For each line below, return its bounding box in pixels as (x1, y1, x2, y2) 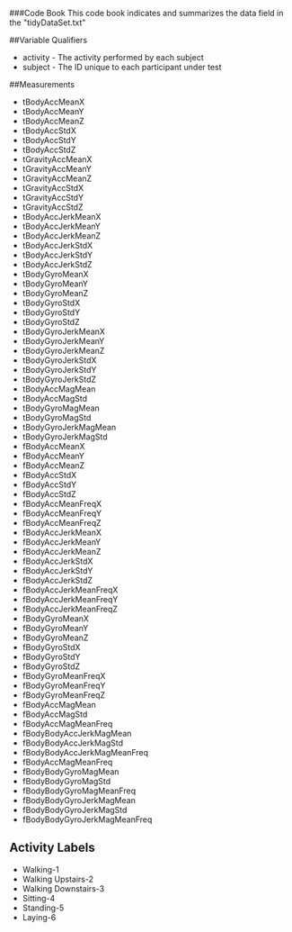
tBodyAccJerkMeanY (22, 221, 102, 231)
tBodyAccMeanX (22, 96, 85, 107)
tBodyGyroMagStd (22, 412, 92, 422)
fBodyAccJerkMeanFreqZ (22, 603, 119, 614)
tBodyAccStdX (22, 125, 76, 136)
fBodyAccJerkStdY (22, 566, 93, 575)
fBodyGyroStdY (22, 652, 81, 662)
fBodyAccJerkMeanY (22, 537, 102, 547)
